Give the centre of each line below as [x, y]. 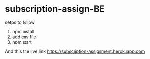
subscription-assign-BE [55, 9]
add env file [24, 37]
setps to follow [20, 22]
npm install [23, 31]
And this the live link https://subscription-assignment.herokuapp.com [75, 51]
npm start [22, 42]
